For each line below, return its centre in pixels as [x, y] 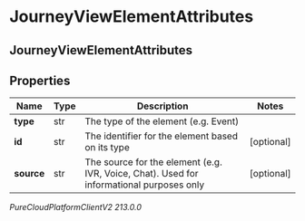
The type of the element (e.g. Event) [162, 121]
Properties [40, 80]
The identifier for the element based [162, 136]
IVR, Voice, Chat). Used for [142, 174]
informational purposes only [145, 185]
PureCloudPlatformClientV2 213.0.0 [76, 207]
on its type [107, 148]
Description [162, 106]
